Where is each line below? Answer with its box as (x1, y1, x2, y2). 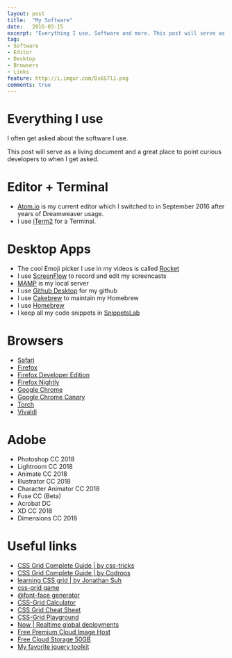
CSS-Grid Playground (17, 613, 79, 621)
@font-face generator (17, 591, 80, 599)
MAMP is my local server (17, 279, 89, 288)
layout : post (7, 10, 45, 17)
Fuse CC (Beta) (17, 491, 61, 500)
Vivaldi (17, 408, 37, 416)
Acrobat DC (17, 499, 51, 507)
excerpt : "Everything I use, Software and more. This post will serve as (7, 29, 226, 37)
